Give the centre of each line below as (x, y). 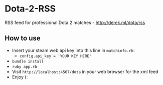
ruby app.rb (24, 66)
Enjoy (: (20, 77)
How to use (23, 38)
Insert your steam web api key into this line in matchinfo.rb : (73, 50)
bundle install (28, 61)
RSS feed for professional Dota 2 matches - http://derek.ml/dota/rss (75, 22)
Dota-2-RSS (30, 9)
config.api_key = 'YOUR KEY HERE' (55, 56)
